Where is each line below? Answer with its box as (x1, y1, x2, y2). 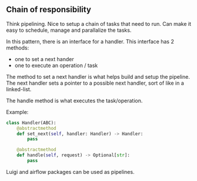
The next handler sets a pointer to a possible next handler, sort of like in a (6, 79, 184, 86)
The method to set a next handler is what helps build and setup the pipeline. (6, 73, 190, 80)
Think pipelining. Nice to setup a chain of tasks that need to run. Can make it (6, 20, 192, 27)
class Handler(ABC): (6, 120, 57, 126)
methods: (6, 44, 29, 51)
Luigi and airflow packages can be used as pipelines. (6, 168, 135, 175)
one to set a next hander (14, 55, 75, 62)
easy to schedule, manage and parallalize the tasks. (6, 26, 132, 33)
